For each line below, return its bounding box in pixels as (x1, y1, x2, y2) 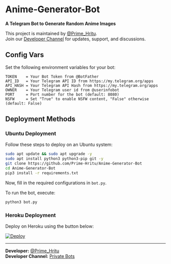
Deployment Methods (5, 115, 75, 124)
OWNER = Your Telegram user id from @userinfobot (5, 87, 120, 92)
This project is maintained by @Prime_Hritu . (5, 30, 98, 36)
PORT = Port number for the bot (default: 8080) (5, 92, 120, 97)
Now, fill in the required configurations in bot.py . (5, 180, 107, 186)
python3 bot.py (5, 199, 38, 205)
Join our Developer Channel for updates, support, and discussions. (5, 36, 146, 42)
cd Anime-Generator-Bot (5, 166, 56, 171)
